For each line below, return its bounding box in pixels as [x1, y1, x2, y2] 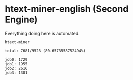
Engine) [5, 14, 38, 25]
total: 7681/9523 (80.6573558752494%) [5, 48, 86, 53]
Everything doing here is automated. [5, 30, 80, 36]
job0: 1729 [5, 57, 28, 62]
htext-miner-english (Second [5, 3, 129, 15]
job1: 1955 [5, 61, 28, 66]
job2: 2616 [5, 66, 28, 71]
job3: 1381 [5, 70, 28, 75]
